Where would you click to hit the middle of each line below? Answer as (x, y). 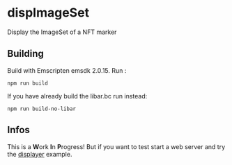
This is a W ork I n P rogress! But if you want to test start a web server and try (116, 146)
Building (25, 54)
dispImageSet (48, 13)
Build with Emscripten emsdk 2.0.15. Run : (67, 70)
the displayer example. (40, 154)
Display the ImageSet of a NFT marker (62, 32)
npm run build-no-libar (42, 109)
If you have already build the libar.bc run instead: (77, 96)
